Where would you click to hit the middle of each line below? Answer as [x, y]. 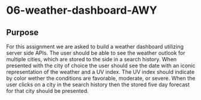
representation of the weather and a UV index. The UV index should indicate [100, 72]
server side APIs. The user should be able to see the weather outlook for [96, 53]
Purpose [22, 32]
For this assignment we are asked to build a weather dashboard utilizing [95, 46]
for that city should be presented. [47, 91]
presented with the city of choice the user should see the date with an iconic [101, 65]
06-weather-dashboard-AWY [82, 10]
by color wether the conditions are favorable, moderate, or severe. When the [101, 78]
